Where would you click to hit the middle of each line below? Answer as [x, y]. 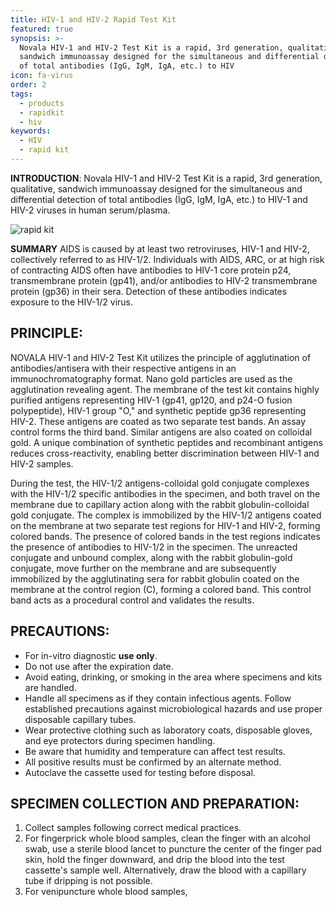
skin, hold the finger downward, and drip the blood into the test [154, 860]
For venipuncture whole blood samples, [106, 892]
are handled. [50, 687]
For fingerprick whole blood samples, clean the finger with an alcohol [167, 838]
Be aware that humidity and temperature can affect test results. [155, 751]
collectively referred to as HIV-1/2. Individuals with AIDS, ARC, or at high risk [167, 259]
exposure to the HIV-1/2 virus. [71, 302]
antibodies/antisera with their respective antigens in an [123, 368]
